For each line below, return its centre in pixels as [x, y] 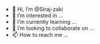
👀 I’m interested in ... [38, 15]
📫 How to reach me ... [40, 35]
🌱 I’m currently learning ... [44, 22]
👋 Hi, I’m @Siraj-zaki [38, 9]
